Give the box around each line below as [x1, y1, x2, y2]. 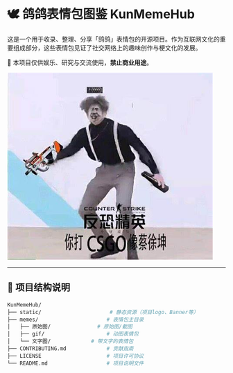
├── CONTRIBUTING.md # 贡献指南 [7, 345, 134, 352]
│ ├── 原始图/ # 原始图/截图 [7, 323, 133, 330]
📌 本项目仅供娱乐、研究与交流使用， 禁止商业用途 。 [7, 58, 153, 67]
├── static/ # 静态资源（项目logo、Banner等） [7, 309, 199, 315]
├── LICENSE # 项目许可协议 [7, 352, 144, 359]
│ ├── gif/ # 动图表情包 [7, 331, 139, 338]
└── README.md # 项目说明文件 [7, 360, 144, 367]
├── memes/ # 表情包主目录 [7, 316, 144, 323]
